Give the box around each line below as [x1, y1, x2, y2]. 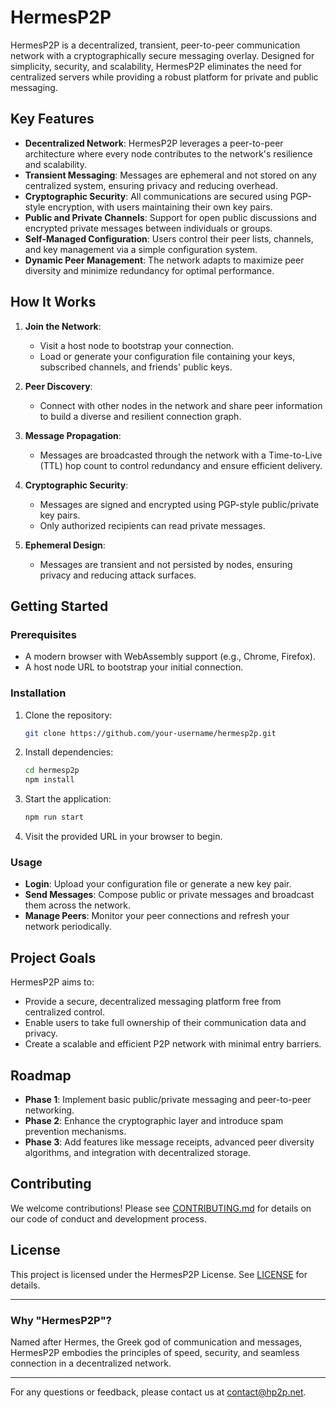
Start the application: [24, 793, 112, 805]
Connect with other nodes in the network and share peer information [39, 399, 323, 411]
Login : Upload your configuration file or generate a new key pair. [24, 878, 292, 890]
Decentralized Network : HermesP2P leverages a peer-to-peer [24, 137, 284, 149]
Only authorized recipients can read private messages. [39, 519, 266, 531]
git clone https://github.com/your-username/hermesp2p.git [24, 728, 277, 738]
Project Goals [10, 949, 97, 966]
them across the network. [24, 899, 132, 911]
